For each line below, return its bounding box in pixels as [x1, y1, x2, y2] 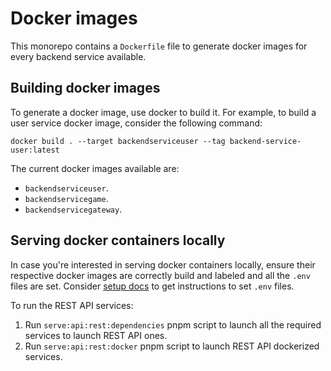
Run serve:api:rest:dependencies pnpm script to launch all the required [24, 318, 322, 331]
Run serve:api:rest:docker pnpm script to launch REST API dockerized [24, 340, 320, 352]
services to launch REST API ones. [24, 329, 168, 341]
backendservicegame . [24, 192, 109, 204]
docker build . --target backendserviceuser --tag [10, 136, 226, 146]
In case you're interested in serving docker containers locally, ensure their [10, 258, 316, 271]
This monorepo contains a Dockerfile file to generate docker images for [10, 40, 308, 52]
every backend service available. [10, 50, 147, 62]
